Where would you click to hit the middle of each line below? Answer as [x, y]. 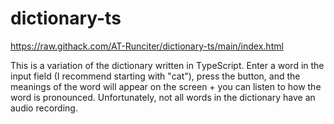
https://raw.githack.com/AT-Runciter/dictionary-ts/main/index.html [147, 46]
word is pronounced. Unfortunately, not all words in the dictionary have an [163, 97]
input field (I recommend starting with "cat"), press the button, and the [155, 76]
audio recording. [44, 108]
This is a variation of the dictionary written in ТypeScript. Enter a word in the [167, 65]
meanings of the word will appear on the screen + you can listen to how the [166, 86]
